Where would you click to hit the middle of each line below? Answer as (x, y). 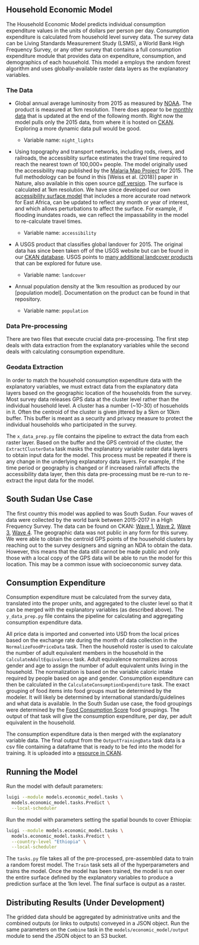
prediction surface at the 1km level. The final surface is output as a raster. (96, 884)
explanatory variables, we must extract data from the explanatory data (92, 386)
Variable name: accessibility (60, 233)
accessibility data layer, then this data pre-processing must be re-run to (94, 474)
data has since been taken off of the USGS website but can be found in (102, 251)
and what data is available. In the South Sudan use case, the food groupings (99, 704)
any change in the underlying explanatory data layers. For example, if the (96, 461)
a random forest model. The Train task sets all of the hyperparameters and (98, 865)
